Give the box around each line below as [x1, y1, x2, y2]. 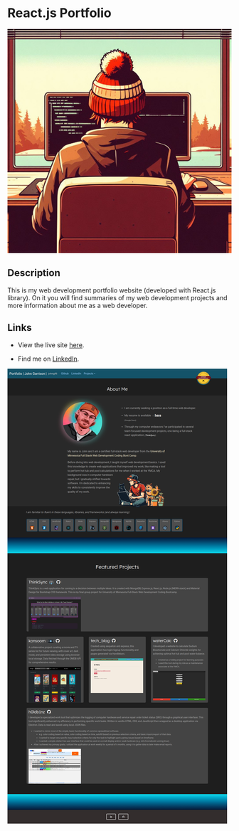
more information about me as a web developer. [7, 301, 148, 309]
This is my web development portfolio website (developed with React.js [7, 286, 216, 295]
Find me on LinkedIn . [17, 354, 80, 363]
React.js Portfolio [7, 5, 112, 21]
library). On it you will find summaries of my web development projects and [7, 293, 228, 302]
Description [7, 267, 60, 279]
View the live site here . [17, 340, 85, 349]
